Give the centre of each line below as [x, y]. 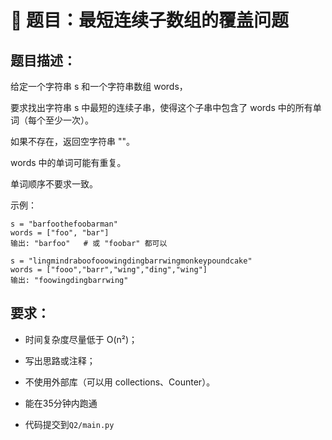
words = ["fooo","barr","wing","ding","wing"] [109, 270]
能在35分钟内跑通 [61, 403]
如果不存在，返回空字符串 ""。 [72, 141]
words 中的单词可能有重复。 [68, 162]
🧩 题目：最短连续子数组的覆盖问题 [150, 20]
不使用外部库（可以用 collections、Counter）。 [120, 382]
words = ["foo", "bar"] [60, 233]
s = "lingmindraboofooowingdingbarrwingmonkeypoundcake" [131, 261]
